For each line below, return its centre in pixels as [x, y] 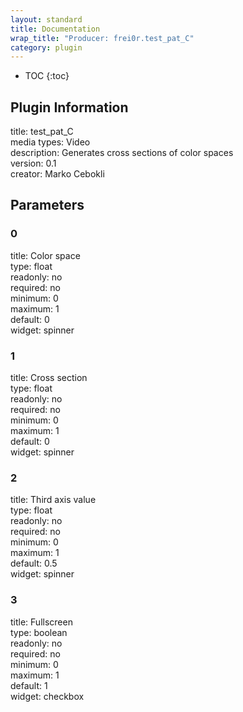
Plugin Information [69, 107]
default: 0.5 [34, 563]
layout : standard [46, 19]
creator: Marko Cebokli [57, 174]
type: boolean [39, 632]
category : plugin [46, 47]
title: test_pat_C [42, 132]
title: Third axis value [53, 500]
